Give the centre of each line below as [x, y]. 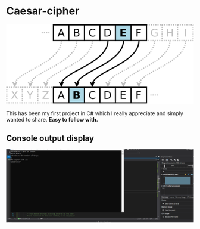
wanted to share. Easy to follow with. [52, 119]
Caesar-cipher [43, 11]
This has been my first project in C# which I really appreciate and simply [95, 113]
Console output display [50, 138]
